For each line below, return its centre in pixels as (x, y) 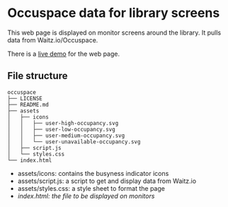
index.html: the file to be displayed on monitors (86, 196)
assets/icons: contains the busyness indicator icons (93, 173)
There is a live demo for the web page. (64, 54)
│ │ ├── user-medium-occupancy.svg (66, 136)
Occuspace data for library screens (114, 13)
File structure (38, 76)
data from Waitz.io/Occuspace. (53, 40)
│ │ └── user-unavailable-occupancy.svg (74, 142)
